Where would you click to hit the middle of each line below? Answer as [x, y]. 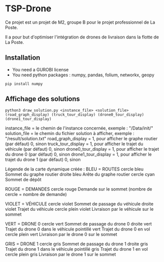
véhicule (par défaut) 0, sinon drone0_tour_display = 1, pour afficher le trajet [82, 149]
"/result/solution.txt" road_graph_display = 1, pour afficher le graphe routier [81, 138]
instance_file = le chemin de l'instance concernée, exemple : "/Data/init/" [79, 128]
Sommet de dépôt [23, 179]
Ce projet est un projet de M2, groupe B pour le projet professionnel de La [80, 22]
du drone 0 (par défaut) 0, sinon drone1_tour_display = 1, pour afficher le [78, 154]
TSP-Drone [28, 9]
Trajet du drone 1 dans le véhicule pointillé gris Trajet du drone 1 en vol [77, 249]
